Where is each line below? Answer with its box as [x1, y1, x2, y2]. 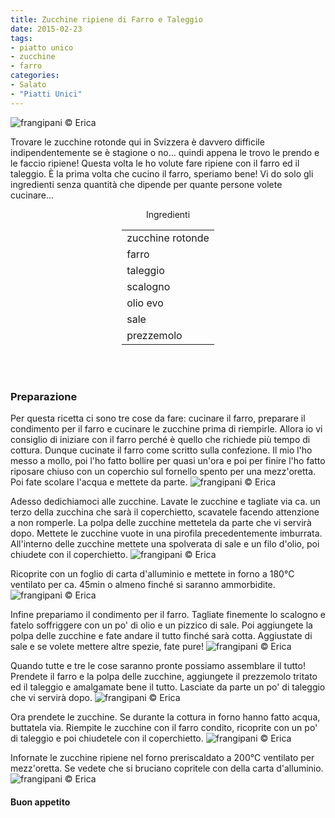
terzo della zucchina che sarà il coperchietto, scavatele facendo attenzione [10, 506, 320, 518]
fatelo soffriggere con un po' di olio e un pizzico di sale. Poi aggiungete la [10, 619, 313, 631]
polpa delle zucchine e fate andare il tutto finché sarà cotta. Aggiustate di [10, 629, 313, 641]
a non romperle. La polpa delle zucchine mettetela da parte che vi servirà [10, 516, 312, 528]
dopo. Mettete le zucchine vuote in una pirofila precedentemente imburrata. [10, 527, 323, 539]
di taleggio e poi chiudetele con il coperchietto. [10, 732, 204, 744]
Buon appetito [10, 796, 71, 808]
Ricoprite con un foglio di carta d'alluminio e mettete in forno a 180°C [10, 567, 295, 580]
